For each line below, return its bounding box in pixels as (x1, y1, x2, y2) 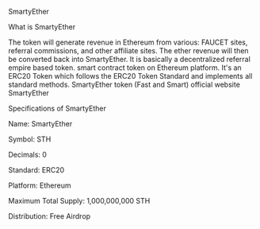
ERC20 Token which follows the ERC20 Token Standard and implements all (8, 72, 253, 80)
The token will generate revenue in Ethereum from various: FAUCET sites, (8, 37, 248, 47)
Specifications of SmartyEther (8, 103, 107, 113)
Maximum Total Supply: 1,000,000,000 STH (8, 196, 151, 205)
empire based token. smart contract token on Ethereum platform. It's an (8, 63, 242, 72)
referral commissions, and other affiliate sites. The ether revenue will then (8, 46, 249, 55)
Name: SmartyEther (8, 119, 73, 128)
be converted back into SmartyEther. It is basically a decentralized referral (8, 55, 251, 64)
